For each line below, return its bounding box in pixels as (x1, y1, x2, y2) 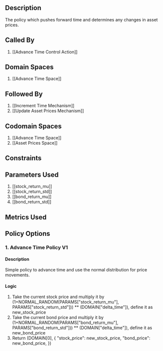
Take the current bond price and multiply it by (12, 315, 104, 320)
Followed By (5, 90, 43, 98)
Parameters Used (5, 170, 59, 179)
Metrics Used (5, 213, 47, 221)
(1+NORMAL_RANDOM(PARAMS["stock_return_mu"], (12, 299, 119, 305)
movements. (5, 272, 30, 278)
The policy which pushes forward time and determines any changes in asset (5, 17, 158, 22)
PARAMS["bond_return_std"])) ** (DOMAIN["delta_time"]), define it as (12, 325, 152, 331)
